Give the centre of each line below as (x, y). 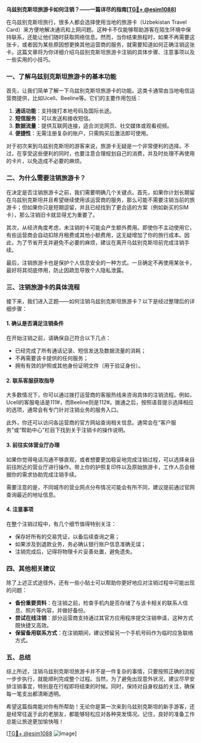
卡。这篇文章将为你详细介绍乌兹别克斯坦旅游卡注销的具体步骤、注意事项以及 (100, 52)
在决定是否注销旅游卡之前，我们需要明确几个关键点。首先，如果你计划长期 (98, 192)
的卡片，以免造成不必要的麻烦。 (45, 161)
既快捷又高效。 (33, 625)
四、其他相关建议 (31, 568)
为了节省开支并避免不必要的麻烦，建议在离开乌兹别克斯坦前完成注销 (100, 242)
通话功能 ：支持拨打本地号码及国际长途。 (65, 111)
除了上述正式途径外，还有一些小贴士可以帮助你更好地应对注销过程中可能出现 (100, 583)
